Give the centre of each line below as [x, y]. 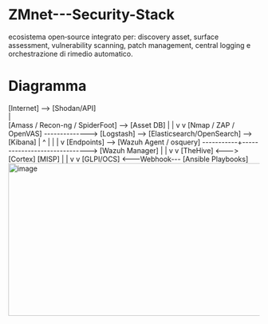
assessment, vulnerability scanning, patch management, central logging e [130, 45]
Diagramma [47, 86]
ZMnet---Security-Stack [92, 15]
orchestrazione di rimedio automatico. [71, 53]
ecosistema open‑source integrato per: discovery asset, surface [114, 37]
